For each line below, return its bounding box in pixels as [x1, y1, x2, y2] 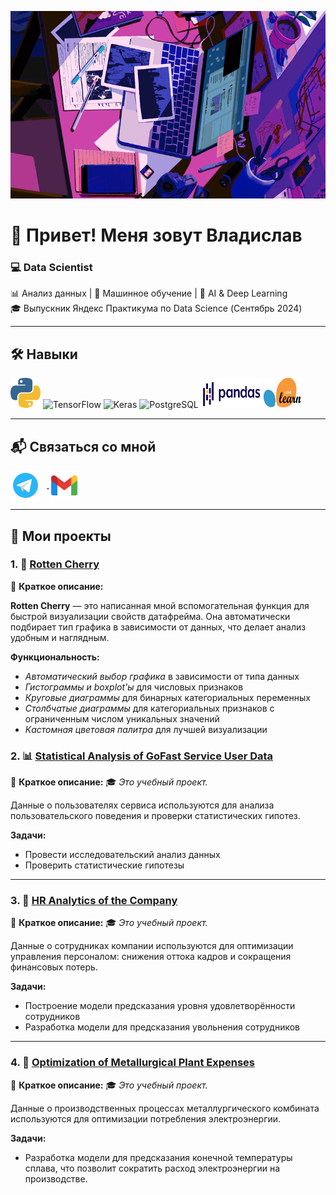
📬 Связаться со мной [10, 438, 157, 455]
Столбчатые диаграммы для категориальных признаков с [24, 702, 275, 714]
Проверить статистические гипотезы [24, 859, 185, 871]
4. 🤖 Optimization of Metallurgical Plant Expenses [10, 1056, 256, 1070]
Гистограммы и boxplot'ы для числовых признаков [24, 681, 244, 693]
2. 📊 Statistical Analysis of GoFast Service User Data [10, 749, 274, 763]
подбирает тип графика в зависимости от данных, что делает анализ [10, 621, 307, 633]
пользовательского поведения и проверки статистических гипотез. [10, 810, 301, 822]
